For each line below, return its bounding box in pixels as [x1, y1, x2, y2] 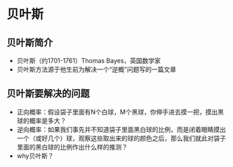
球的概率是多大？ [16, 116, 67, 125]
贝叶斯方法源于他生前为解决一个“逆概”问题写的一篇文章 [16, 65, 177, 74]
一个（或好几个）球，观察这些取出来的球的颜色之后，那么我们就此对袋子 [16, 134, 226, 142]
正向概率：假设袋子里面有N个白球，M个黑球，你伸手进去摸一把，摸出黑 [16, 107, 224, 116]
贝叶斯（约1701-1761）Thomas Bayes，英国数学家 [16, 57, 161, 65]
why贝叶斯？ [16, 152, 54, 160]
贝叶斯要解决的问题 [6, 88, 90, 100]
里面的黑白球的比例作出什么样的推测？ [16, 142, 128, 151]
